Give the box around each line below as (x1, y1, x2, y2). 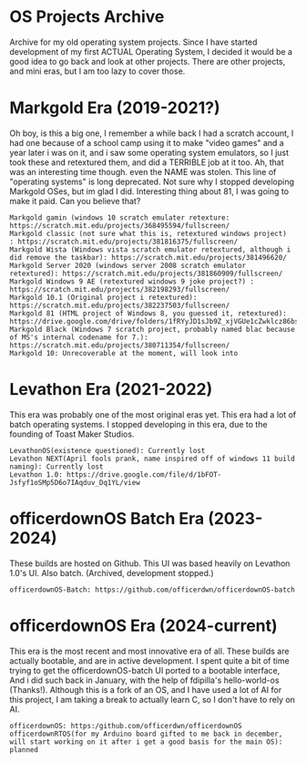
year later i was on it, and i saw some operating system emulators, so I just (9, 147, 290, 158)
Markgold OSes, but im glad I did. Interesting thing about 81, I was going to (9, 185, 290, 197)
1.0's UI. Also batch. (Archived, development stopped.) (9, 567, 214, 578)
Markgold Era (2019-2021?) (9, 98, 220, 119)
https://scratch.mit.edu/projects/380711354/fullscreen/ (9, 340, 230, 350)
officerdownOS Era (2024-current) (9, 615, 278, 635)
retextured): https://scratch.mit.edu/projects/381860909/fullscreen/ (9, 269, 283, 278)
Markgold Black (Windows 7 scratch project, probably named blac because (9, 325, 296, 334)
